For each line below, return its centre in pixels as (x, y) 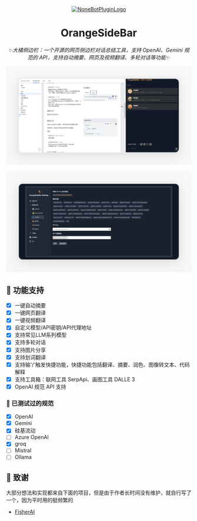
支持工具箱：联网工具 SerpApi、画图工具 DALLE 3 (75, 379)
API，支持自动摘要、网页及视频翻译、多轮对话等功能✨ (105, 57)
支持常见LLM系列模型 (41, 335)
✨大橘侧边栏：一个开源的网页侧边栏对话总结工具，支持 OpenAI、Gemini (96, 50)
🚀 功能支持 (25, 290)
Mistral (23, 450)
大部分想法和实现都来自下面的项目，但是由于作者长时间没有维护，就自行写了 (99, 493)
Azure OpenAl (31, 437)
